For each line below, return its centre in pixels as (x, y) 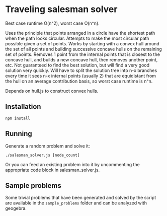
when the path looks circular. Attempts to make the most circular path (77, 38)
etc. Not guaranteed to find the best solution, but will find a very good (77, 65)
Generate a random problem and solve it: (48, 146)
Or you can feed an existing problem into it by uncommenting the (72, 164)
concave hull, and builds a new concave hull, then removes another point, (81, 59)
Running (19, 134)
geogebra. (16, 208)
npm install (18, 118)
